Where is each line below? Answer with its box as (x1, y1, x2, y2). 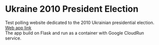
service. (5, 35, 22, 41)
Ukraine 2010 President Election (5, 3, 139, 15)
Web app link (5, 24, 32, 30)
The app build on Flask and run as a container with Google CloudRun (5, 30, 144, 36)
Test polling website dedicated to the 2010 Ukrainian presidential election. (5, 20, 155, 25)
